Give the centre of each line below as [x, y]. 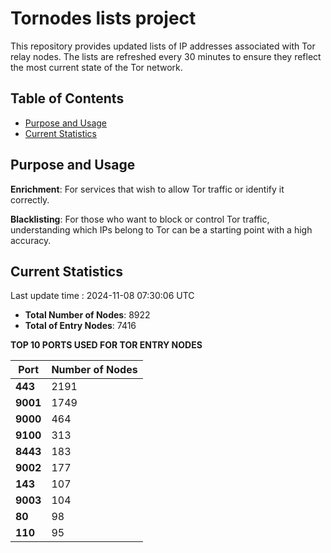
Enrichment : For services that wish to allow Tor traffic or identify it [147, 189]
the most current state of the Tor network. [96, 67]
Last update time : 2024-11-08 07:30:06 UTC [102, 296]
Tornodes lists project [103, 18]
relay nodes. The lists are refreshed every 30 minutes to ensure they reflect [166, 56]
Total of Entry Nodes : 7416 [80, 326]
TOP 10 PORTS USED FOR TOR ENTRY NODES [106, 345]
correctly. [30, 199]
